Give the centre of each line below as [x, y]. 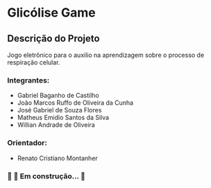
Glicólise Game [51, 13]
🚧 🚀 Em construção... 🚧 [46, 176]
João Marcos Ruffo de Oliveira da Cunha [75, 103]
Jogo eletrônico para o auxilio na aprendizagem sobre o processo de [106, 55]
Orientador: [27, 143]
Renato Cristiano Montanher [58, 158]
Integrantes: [28, 80]
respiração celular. [34, 62]
